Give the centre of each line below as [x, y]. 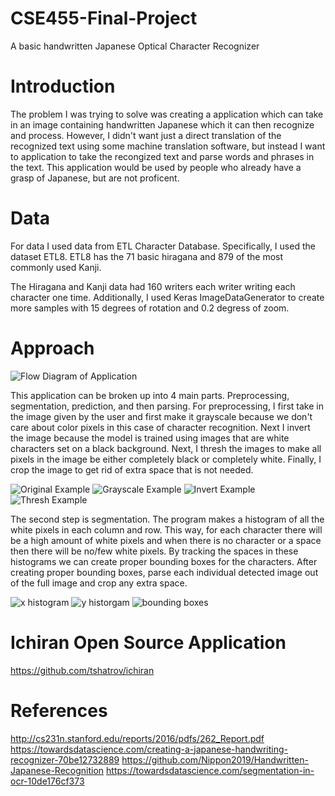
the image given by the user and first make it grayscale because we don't [161, 416]
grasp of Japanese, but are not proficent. [95, 178]
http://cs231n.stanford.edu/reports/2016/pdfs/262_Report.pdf [137, 738]
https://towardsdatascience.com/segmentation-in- [210, 770]
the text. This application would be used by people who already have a [156, 167]
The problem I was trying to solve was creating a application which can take [167, 114]
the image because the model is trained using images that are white [150, 438]
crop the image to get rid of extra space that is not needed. [132, 469]
